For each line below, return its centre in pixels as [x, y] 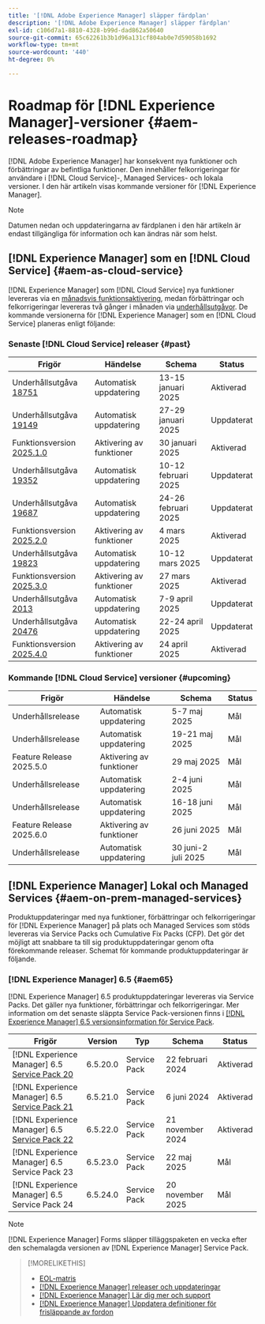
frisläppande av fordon [77, 1312]
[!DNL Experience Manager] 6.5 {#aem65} [91, 979]
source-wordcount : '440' [49, 52]
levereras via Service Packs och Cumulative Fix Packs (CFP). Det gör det [127, 934]
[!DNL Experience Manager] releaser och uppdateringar [130, 1287]
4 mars [172, 530]
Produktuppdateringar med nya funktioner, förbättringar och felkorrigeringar [132, 917]
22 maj [178, 1157]
